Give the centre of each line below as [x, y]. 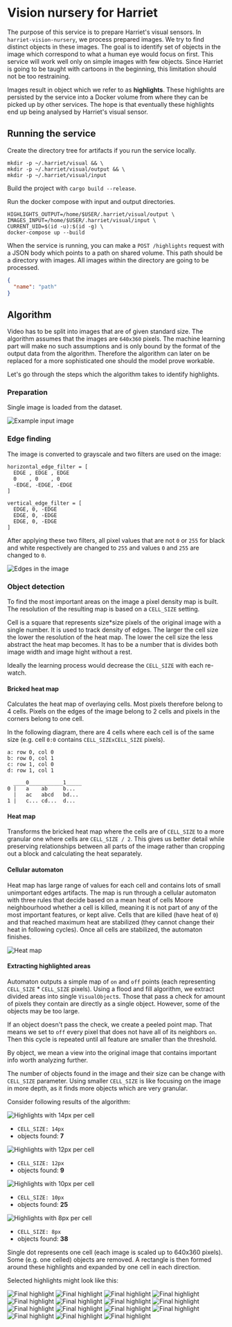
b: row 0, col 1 [30, 759]
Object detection [36, 586]
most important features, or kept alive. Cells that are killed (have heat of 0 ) [113, 915]
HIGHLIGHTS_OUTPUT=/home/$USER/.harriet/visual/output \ [91, 214]
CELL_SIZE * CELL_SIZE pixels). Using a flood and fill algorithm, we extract [111, 989]
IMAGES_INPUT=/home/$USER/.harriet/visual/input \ [82, 220]
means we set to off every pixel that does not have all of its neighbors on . [112, 1031]
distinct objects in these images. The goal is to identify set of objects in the [114, 47]
